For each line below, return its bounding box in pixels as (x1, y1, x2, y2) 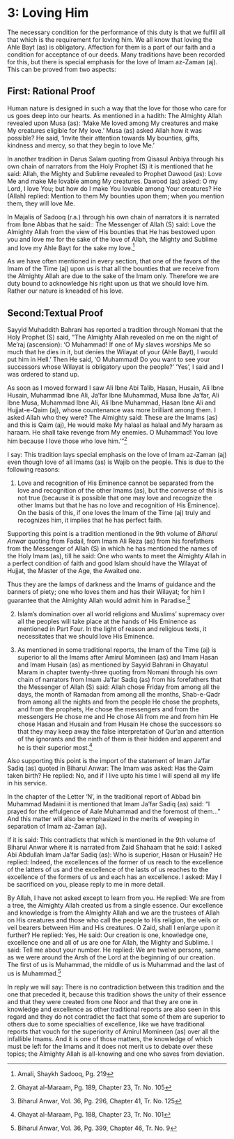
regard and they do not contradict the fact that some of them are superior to (7, 1012, 226, 1021)
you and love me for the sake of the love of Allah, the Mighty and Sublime (7, 235, 218, 243)
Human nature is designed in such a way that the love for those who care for (7, 103, 227, 113)
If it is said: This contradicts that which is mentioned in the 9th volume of (7, 836, 216, 844)
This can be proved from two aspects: (7, 65, 116, 73)
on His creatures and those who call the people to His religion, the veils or (7, 916, 219, 924)
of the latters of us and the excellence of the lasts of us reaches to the (7, 865, 209, 874)
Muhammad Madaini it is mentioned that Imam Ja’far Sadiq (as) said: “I (7, 800, 210, 808)
